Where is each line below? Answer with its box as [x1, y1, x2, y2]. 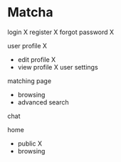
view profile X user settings [17, 63, 98, 71]
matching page [7, 76, 52, 85]
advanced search [17, 97, 69, 107]
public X [17, 139, 43, 148]
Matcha [7, 4, 53, 21]
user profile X [7, 41, 48, 50]
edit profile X [17, 55, 56, 64]
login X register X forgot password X [7, 28, 115, 36]
